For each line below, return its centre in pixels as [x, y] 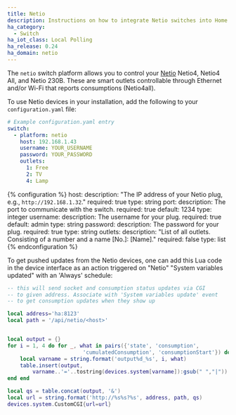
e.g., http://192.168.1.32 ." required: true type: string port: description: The [117, 202]
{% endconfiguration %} [43, 246]
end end [19, 378]
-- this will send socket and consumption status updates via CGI [106, 288]
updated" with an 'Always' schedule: [60, 275]
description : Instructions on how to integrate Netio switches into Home [118, 20]
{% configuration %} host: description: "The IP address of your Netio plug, [115, 194]
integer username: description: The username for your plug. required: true [114, 217]
